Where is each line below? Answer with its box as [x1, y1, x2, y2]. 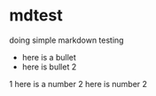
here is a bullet [21, 52, 77, 62]
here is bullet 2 [21, 61, 77, 72]
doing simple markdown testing [9, 35, 124, 45]
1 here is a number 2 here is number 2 [9, 78, 148, 89]
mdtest [9, 5, 64, 26]
